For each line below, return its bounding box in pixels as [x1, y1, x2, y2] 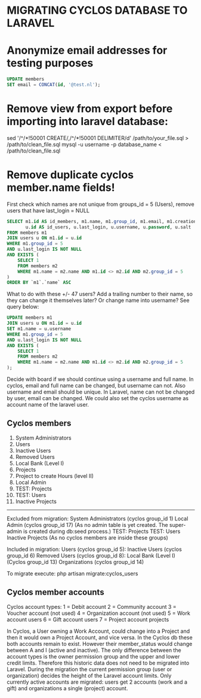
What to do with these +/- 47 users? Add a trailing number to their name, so [7, 291, 193, 298]
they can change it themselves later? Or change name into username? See [7, 297, 190, 304]
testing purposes [7, 56, 94, 70]
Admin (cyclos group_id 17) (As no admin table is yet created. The [7, 521, 169, 528]
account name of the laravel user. [7, 401, 89, 408]
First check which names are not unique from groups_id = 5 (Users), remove [7, 200, 194, 208]
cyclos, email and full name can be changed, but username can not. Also [7, 382, 185, 389]
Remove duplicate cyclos [7, 168, 134, 181]
